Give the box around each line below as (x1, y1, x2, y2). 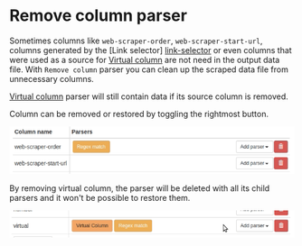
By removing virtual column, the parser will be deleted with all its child (9, 182, 270, 194)
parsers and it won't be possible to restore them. (9, 192, 191, 203)
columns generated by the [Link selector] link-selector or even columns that (9, 44, 292, 55)
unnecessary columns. (9, 73, 95, 84)
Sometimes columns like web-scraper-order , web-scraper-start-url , (9, 35, 263, 46)
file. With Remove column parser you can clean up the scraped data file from (9, 64, 289, 75)
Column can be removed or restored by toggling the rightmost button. (9, 108, 269, 119)
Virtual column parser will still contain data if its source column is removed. (9, 91, 289, 102)
